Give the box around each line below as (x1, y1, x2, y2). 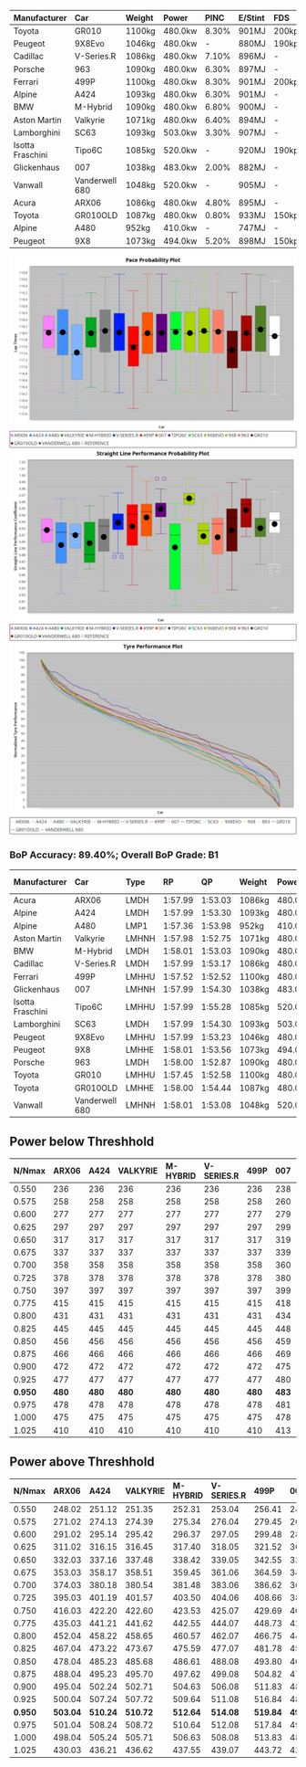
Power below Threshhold (9, 1133, 155, 1149)
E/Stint (238, 12, 266, 23)
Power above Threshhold (9, 1454, 155, 1469)
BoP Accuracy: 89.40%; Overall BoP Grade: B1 (9, 848, 219, 861)
